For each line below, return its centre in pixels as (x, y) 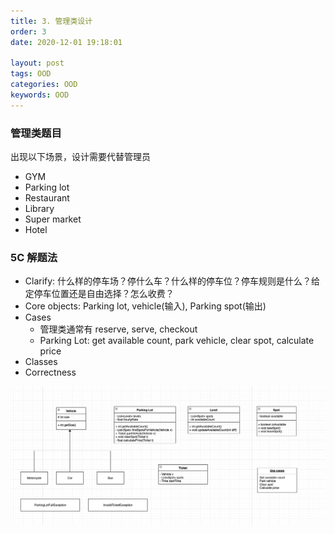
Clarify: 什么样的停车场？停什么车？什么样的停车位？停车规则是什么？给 (172, 281)
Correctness (50, 372)
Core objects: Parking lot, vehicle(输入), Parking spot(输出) (145, 306)
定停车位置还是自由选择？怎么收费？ (99, 294)
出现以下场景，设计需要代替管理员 (80, 157)
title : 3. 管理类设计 (51, 21)
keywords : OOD (40, 95)
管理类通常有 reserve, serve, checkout (118, 329)
